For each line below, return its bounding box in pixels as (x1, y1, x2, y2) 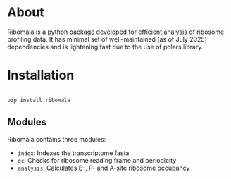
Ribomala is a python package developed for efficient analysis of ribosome (7, 27, 225, 36)
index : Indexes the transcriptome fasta (17, 149, 130, 157)
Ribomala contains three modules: (7, 135, 106, 143)
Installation (7, 68, 75, 83)
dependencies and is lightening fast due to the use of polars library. (7, 42, 204, 51)
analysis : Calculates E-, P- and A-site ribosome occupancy (17, 163, 190, 172)
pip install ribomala (7, 97, 71, 104)
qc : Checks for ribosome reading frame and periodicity (17, 156, 177, 164)
